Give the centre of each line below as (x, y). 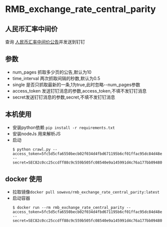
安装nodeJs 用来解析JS (36, 133)
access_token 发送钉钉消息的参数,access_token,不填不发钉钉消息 (80, 90)
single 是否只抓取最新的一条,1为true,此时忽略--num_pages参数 (76, 84)
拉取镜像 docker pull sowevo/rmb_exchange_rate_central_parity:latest (86, 192)
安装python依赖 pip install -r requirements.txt (64, 127)
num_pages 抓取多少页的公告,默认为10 (52, 72)
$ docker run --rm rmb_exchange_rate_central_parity (68, 208)
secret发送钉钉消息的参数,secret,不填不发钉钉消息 (64, 97)
